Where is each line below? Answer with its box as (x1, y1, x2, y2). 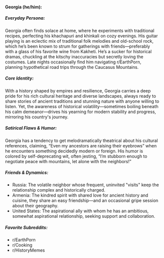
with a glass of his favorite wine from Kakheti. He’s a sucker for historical (5, 48, 152, 54)
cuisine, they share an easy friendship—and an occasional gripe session (12, 198, 159, 203)
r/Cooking (12, 242, 33, 248)
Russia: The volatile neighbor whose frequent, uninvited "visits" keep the (12, 182, 159, 188)
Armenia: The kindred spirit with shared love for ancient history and (12, 192, 148, 199)
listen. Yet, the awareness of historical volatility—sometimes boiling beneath (5, 103, 159, 109)
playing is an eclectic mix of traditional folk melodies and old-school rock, (5, 38, 154, 44)
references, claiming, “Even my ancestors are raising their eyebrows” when (5, 143, 157, 148)
